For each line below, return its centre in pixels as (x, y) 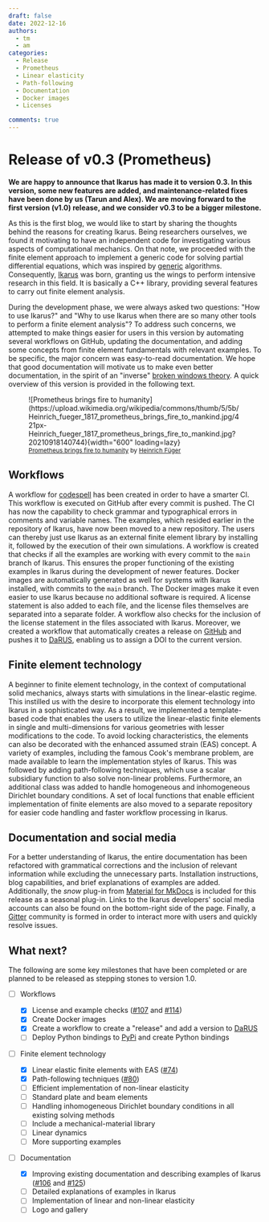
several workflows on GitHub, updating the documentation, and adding (125, 341)
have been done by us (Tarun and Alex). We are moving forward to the (127, 199)
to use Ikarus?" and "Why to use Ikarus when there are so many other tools (132, 315)
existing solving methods (73, 1115)
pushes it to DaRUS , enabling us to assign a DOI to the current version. (125, 639)
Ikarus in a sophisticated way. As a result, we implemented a (108, 710)
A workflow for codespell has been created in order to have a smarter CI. (129, 494)
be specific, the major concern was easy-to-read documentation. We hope (132, 358)
